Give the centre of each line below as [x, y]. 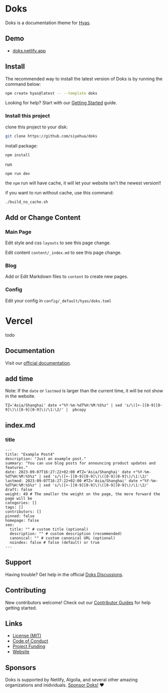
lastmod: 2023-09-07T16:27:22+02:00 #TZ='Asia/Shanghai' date [71, 481]
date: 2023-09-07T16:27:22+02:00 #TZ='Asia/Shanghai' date [68, 472]
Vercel [19, 321]
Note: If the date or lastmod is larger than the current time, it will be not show [84, 391]
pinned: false [20, 516]
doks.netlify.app [29, 50]
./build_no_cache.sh [27, 202]
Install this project [28, 116]
